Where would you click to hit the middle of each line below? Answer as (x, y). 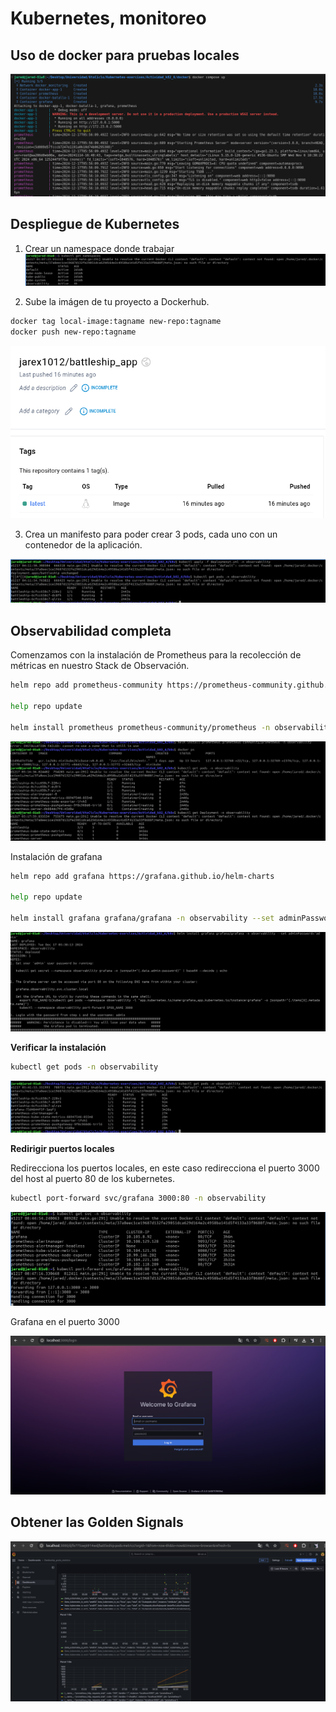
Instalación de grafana (56, 856)
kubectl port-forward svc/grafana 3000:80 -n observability (138, 1198)
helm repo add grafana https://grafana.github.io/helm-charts (142, 876)
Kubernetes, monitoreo (108, 18)
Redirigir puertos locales (62, 1149)
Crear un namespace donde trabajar (99, 248)
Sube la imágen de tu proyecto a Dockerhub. (117, 302)
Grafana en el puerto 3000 (65, 1322)
